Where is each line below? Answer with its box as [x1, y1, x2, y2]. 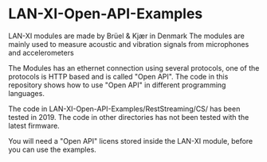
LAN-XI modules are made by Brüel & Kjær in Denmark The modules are [8, 31, 245, 40]
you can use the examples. [8, 145, 97, 154]
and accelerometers [8, 48, 74, 57]
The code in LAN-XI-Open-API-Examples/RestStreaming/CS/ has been [8, 104, 241, 114]
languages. [8, 88, 45, 98]
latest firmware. [8, 121, 60, 130]
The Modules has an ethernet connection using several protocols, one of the [8, 63, 260, 72]
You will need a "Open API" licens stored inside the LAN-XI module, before [8, 136, 253, 145]
